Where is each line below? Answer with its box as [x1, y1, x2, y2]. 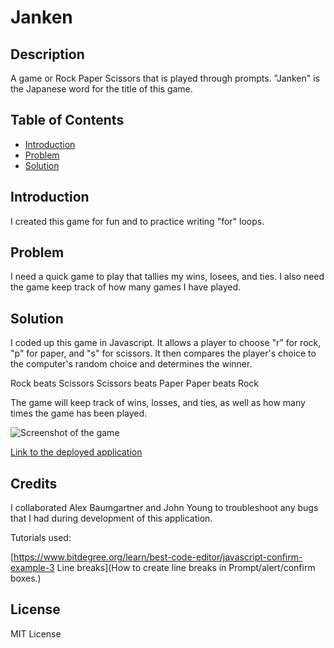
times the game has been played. [10, 407, 148, 420]
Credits [10, 475, 58, 492]
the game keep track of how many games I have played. [10, 281, 242, 293]
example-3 [10, 562, 55, 574]
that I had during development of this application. [10, 512, 213, 525]
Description [10, 46, 85, 63]
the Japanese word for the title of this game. [10, 83, 193, 95]
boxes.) [10, 572, 42, 585]
